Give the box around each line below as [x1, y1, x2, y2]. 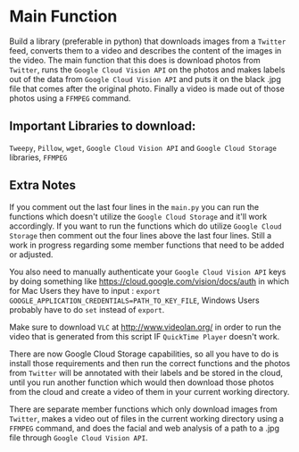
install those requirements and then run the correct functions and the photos [9, 357, 291, 368]
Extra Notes [9, 178, 76, 193]
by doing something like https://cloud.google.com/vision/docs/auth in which [9, 275, 290, 287]
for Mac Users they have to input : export [9, 285, 161, 296]
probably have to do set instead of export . [9, 304, 165, 314]
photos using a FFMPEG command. [9, 92, 131, 104]
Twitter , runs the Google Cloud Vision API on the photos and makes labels [9, 64, 286, 75]
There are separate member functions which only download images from [9, 404, 278, 414]
